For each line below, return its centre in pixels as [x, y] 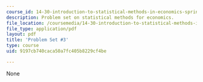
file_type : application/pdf [42, 29]
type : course [23, 46]
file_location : [25, 23]
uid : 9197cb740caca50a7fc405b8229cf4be [56, 51]
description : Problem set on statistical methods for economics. [90, 17]
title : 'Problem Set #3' [37, 40]
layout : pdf [21, 34]
